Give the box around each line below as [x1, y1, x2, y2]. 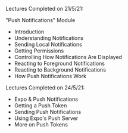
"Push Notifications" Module [5, 17, 76, 23]
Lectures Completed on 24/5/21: [5, 84, 85, 91]
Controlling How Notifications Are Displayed [14, 54, 123, 60]
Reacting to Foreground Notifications [14, 60, 105, 67]
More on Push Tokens [14, 121, 68, 128]
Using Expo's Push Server [14, 115, 79, 122]
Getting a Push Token [14, 102, 67, 109]
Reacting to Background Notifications [14, 66, 107, 73]
